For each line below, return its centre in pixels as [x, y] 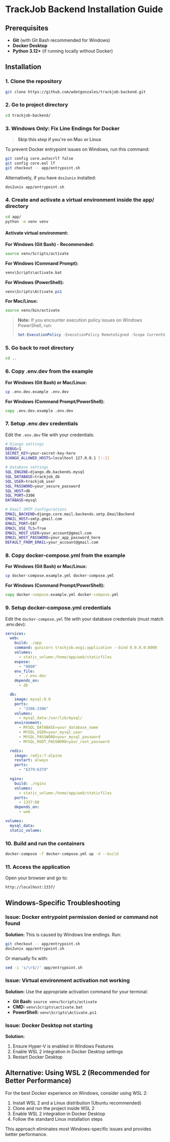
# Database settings [27, 468]
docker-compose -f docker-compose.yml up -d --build [62, 854]
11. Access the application [38, 867]
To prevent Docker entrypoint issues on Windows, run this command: [77, 149]
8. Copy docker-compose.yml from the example [65, 555]
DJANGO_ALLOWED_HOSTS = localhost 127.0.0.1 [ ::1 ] [57, 458]
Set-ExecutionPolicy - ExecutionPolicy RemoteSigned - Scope [81, 335]
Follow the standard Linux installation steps [57, 1119]
